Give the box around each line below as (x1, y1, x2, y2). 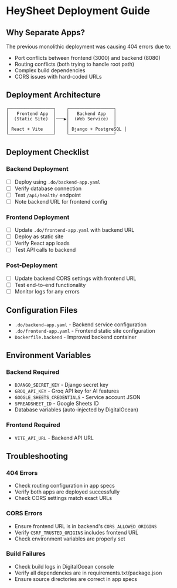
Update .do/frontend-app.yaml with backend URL (14, 227, 135, 234)
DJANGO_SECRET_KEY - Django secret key (14, 381, 108, 388)
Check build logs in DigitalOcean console (14, 563, 114, 570)
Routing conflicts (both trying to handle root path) (14, 60, 135, 67)
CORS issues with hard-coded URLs (14, 73, 102, 80)
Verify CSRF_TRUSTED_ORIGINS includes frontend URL (14, 529, 139, 536)
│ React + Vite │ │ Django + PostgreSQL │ (6, 126, 127, 132)
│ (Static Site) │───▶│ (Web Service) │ (6, 116, 117, 121)
